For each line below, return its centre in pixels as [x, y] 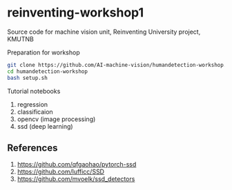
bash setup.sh [28, 78]
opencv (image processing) [56, 119]
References [32, 148]
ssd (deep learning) [45, 126]
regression [32, 104]
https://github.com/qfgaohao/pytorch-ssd [77, 165]
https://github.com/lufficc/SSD [61, 172]
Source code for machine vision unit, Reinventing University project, [104, 32]
